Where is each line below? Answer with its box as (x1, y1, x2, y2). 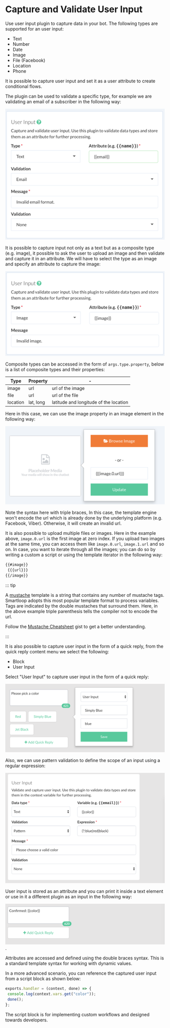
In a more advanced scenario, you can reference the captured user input (5, 970, 157, 977)
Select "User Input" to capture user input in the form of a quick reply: (5, 674, 149, 680)
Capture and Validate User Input (5, 4, 143, 15)
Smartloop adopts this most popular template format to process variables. (5, 597, 159, 603)
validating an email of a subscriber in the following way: (5, 98, 121, 105)
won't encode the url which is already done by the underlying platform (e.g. (5, 515, 163, 521)
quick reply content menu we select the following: (5, 649, 109, 655)
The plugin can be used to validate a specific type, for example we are (5, 93, 152, 99)
